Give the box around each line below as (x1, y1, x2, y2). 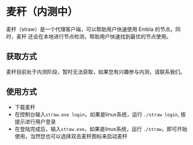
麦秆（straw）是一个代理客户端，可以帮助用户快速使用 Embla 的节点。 (6, 26, 175, 33)
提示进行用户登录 (14, 118, 56, 125)
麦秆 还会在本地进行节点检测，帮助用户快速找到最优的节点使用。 (16, 33, 171, 40)
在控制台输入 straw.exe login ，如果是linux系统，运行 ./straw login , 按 (14, 111, 186, 118)
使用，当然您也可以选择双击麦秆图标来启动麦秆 (14, 132, 127, 140)
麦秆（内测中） (6, 5, 78, 19)
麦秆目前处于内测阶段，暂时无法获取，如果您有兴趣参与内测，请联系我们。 (6, 68, 185, 75)
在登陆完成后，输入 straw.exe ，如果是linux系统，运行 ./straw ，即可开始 (14, 125, 188, 132)
